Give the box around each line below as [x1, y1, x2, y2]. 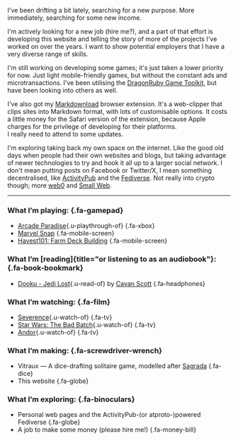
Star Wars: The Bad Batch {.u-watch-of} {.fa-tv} [17, 320, 156, 328]
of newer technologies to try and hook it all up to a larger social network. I [7, 159, 223, 167]
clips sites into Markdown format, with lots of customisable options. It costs [7, 108, 228, 115]
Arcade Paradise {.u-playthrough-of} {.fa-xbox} [17, 222, 155, 230]
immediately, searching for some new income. [7, 13, 142, 22]
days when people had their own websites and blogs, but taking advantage [7, 151, 227, 159]
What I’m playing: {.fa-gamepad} [7, 205, 124, 215]
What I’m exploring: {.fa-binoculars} [7, 394, 135, 404]
